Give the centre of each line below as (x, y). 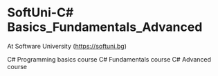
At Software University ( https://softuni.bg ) (67, 46)
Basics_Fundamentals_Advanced (105, 27)
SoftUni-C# (40, 13)
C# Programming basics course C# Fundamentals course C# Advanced (109, 59)
